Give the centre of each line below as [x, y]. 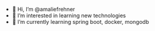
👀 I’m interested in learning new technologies [69, 15]
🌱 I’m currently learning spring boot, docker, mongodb [81, 22]
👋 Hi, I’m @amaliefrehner [43, 9]
